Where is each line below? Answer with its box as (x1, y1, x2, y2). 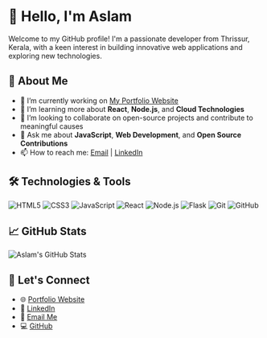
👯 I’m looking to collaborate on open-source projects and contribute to (19, 113, 253, 122)
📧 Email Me (19, 312, 58, 322)
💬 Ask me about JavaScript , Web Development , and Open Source (19, 130, 242, 139)
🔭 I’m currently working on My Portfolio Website (19, 96, 179, 105)
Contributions (19, 138, 68, 148)
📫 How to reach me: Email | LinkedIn (19, 147, 143, 157)
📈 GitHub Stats (8, 225, 87, 238)
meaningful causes (19, 121, 84, 131)
